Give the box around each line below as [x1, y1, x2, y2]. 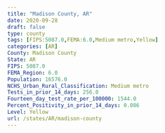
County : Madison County [7, 50, 77, 57]
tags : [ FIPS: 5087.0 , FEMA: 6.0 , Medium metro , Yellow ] [7, 37, 159, 44]
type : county [7, 30, 46, 37]
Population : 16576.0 [7, 75, 68, 83]
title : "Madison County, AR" [7, 10, 93, 18]
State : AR [7, 56, 37, 63]
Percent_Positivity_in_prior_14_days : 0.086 [7, 102, 140, 109]
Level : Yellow [7, 108, 49, 115]
